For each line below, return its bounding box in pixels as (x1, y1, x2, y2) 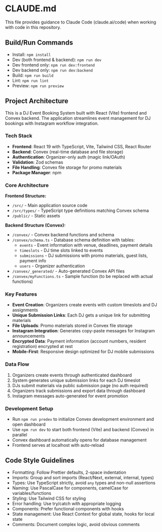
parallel (12, 432, 27, 438)
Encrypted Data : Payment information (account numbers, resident (12, 338, 146, 344)
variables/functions (12, 490, 51, 496)
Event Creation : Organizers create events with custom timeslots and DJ (12, 302, 158, 308)
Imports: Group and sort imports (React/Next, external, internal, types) (12, 474, 154, 480)
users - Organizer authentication (19, 263, 85, 269)
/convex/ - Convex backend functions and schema (12, 232, 115, 238)
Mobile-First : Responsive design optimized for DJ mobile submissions (12, 348, 155, 355)
